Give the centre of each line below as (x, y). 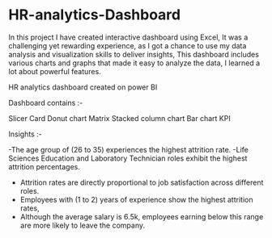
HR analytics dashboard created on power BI (83, 87)
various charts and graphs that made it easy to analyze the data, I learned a (134, 63)
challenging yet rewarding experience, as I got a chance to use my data (127, 45)
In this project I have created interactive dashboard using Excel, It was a (128, 37)
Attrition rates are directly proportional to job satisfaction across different (142, 182)
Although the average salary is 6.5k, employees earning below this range (142, 216)
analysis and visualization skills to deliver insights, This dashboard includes (134, 54)
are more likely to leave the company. (83, 225)
